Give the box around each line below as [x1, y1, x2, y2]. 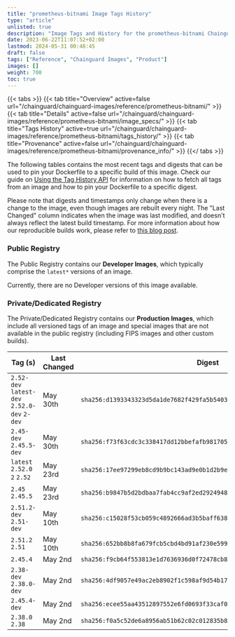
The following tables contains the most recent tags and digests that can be [7, 161, 223, 169]
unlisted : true [7, 23, 52, 30]
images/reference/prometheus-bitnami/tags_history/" [7, 132, 162, 140]
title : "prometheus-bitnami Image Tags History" [7, 10, 152, 18]
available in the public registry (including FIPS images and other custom [7, 329, 214, 337]
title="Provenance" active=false [7, 140, 99, 148]
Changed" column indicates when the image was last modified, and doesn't [7, 211, 225, 220]
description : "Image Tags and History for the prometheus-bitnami [7, 29, 205, 37]
